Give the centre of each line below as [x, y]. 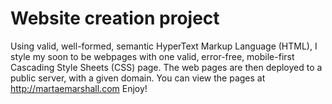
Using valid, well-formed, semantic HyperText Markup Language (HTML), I [164, 46]
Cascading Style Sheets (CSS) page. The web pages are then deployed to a [166, 67]
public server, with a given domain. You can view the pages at [138, 78]
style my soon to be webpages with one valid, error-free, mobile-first [152, 56]
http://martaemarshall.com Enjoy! [79, 88]
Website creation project [115, 18]
